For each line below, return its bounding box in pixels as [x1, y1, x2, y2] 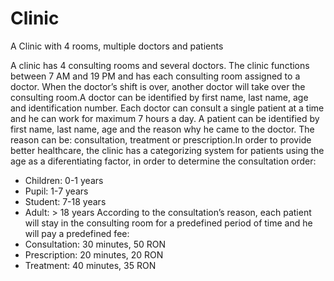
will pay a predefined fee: [24, 227, 130, 239]
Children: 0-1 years [24, 174, 104, 186]
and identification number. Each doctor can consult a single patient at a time [10, 102, 325, 114]
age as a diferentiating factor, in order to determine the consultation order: [10, 155, 317, 167]
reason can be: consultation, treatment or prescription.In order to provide [10, 133, 312, 146]
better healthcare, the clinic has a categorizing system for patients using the [10, 144, 325, 156]
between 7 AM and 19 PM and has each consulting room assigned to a [10, 70, 301, 82]
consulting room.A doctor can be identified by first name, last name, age [10, 91, 309, 103]
